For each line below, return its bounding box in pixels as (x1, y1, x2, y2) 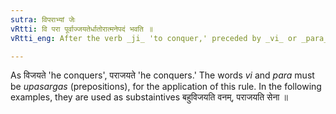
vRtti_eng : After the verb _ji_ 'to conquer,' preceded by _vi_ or (10, 33, 298, 43)
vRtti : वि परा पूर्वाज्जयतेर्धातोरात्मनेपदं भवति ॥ (10, 24, 153, 34)
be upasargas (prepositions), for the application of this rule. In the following (10, 81, 322, 93)
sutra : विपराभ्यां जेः (10, 14, 76, 25)
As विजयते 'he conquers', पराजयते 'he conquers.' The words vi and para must (10, 69, 315, 81)
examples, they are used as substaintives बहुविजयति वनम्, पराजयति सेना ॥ (10, 91, 288, 103)
